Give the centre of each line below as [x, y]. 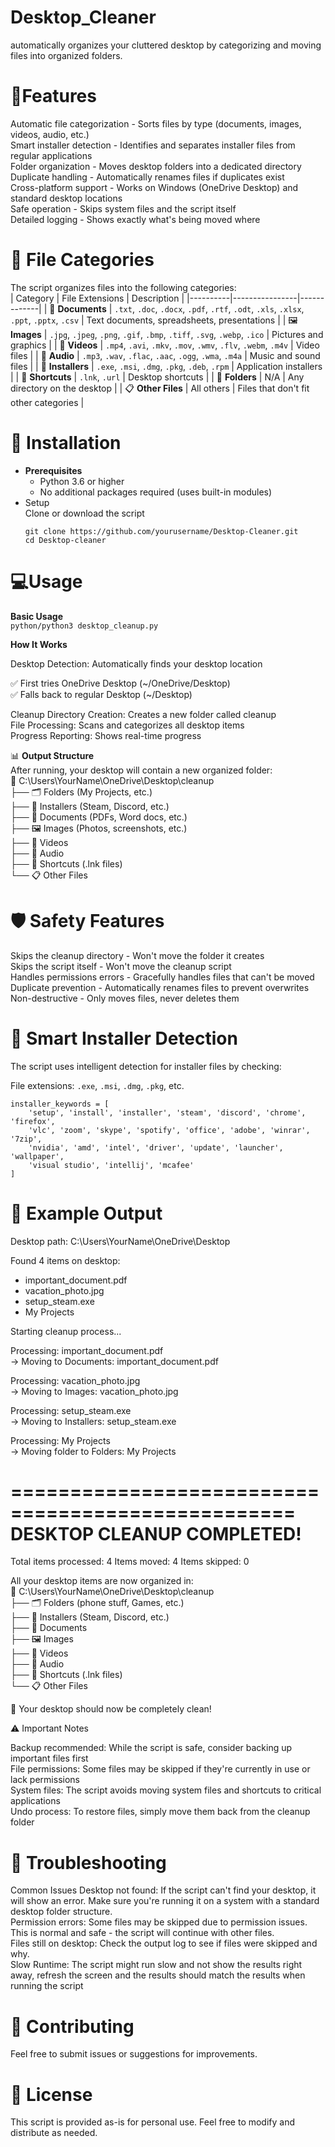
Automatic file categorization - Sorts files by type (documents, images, [156, 123]
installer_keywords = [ [60, 1104]
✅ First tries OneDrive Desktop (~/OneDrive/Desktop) [120, 683]
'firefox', [33, 1121]
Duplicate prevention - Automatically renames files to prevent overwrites [160, 987]
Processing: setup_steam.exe [71, 1410]
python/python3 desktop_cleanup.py [84, 626]
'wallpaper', [37, 1156]
